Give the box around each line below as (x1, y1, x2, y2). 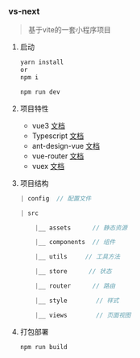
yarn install (19, 58, 64, 66)
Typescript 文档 (31, 131, 84, 141)
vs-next (8, 6, 40, 17)
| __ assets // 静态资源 (35, 224, 128, 232)
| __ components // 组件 (35, 238, 116, 246)
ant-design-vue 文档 (31, 141, 101, 150)
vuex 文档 (31, 161, 65, 171)
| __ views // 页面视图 (35, 311, 131, 319)
